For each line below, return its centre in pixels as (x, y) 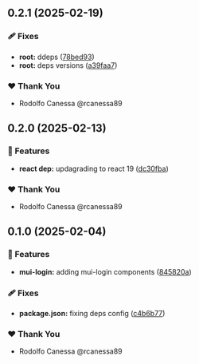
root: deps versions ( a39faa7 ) (68, 65)
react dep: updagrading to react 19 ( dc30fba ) (94, 168)
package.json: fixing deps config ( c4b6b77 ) (92, 313)
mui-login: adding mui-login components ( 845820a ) (105, 271)
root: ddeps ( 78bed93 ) (57, 57)
